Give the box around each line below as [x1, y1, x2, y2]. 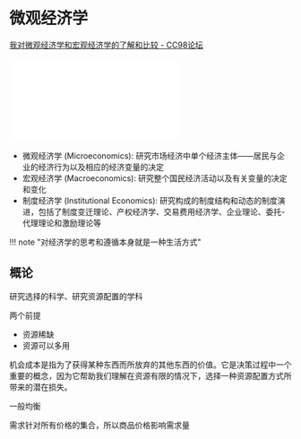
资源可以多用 [21, 340, 70, 350]
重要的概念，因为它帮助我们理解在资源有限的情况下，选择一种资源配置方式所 [9, 370, 292, 381]
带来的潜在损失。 [9, 382, 73, 392]
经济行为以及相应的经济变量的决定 [38, 161, 164, 172]
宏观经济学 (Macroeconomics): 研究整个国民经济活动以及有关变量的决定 [21, 172, 288, 184]
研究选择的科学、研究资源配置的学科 [9, 290, 143, 301]
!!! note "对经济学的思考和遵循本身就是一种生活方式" [9, 237, 202, 247]
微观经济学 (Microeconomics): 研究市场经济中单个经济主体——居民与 [21, 150, 278, 161]
